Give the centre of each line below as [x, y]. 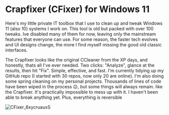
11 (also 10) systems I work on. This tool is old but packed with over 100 [79, 28]
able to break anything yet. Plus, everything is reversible [64, 97]
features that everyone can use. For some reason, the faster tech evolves [82, 39]
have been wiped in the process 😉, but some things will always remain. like [84, 86]
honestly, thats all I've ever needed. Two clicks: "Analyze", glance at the [80, 65]
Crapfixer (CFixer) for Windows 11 [77, 9]
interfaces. [16, 50]
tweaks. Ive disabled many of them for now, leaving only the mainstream [80, 34]
